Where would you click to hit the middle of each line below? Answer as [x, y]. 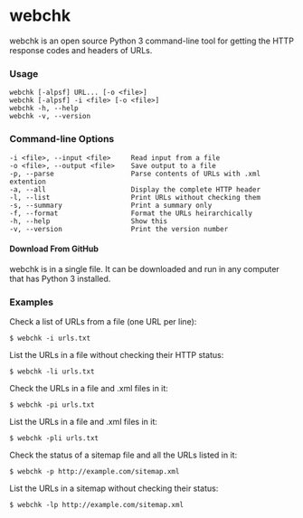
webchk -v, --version [50, 117]
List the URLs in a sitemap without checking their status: [114, 488]
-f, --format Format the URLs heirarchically [131, 213]
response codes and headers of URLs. [81, 50]
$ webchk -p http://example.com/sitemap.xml [95, 472]
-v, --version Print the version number [119, 229]
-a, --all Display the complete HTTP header [135, 189]
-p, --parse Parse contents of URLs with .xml [135, 174]
